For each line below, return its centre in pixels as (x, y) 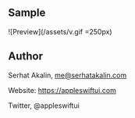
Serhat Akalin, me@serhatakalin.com (67, 75)
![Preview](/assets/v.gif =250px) (60, 31)
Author (25, 57)
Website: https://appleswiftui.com (62, 90)
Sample (27, 13)
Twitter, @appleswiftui (44, 105)
